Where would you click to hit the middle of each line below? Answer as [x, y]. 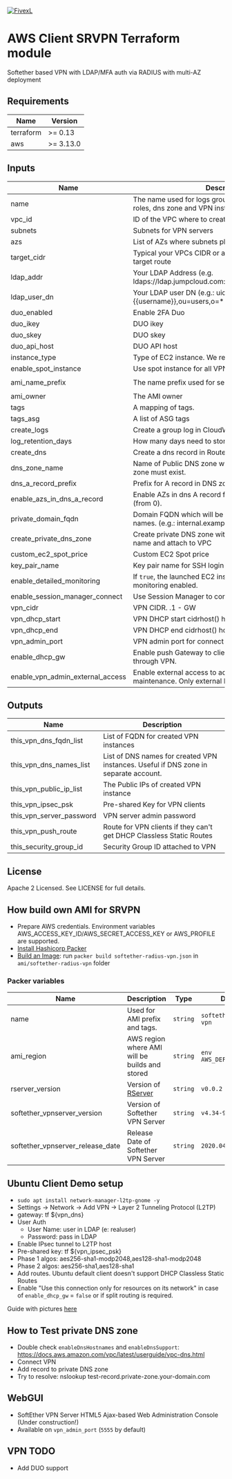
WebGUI [25, 1398]
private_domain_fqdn [45, 519]
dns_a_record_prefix [44, 483]
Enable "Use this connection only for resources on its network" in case [118, 1288]
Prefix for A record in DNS [175, 483]
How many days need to [172, 441]
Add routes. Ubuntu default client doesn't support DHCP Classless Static [120, 1273]
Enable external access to [175, 672]
